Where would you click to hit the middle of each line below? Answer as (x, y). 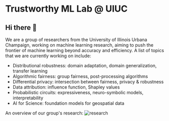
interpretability (28, 98)
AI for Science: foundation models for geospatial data (68, 103)
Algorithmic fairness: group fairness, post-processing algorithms (80, 76)
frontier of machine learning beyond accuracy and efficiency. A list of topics (85, 50)
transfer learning (30, 71)
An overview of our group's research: (44, 113)
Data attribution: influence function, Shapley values (66, 87)
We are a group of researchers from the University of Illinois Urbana (76, 39)
